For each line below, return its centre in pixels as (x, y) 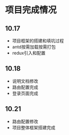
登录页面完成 (25, 93)
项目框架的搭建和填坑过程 (38, 41)
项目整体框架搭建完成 (34, 127)
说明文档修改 (25, 81)
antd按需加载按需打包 (34, 47)
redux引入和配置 (29, 53)
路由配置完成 (25, 87)
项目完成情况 (31, 10)
